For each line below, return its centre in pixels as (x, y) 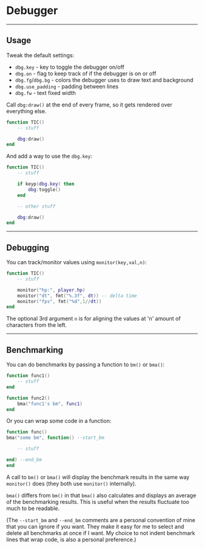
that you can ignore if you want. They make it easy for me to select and (95, 526)
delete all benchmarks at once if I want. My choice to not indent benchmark (101, 533)
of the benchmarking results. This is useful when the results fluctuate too (98, 502)
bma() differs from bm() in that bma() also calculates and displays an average (101, 495)
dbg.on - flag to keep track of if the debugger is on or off (86, 73)
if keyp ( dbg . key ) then (46, 184)
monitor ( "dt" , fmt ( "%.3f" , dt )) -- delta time (77, 296)
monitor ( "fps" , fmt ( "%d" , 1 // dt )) (59, 301)
